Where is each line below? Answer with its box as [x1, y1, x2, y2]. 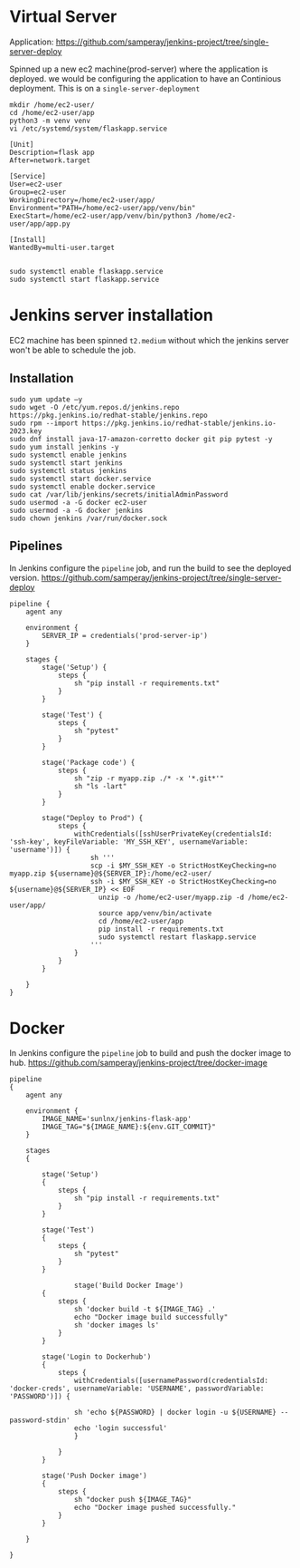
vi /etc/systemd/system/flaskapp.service [9, 124, 168, 133]
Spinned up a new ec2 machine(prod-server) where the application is [9, 63, 268, 74]
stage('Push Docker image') [42, 1471, 147, 1481]
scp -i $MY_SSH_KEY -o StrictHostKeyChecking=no [89, 861, 277, 870]
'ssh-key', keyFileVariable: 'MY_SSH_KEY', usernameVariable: [9, 837, 248, 847]
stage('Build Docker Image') [73, 1281, 183, 1291]
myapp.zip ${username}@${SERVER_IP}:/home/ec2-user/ [9, 868, 212, 878]
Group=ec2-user [9, 188, 67, 197]
